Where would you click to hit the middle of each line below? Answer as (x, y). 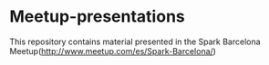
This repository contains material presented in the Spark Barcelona (135, 42)
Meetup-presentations (97, 17)
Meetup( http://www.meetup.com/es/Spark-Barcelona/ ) (113, 51)
